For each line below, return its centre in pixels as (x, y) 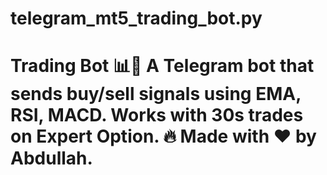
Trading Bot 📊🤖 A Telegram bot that (162, 66)
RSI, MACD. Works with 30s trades (157, 115)
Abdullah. (51, 158)
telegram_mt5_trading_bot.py (136, 18)
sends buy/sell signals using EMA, (156, 94)
